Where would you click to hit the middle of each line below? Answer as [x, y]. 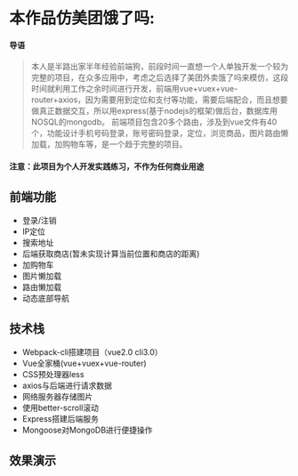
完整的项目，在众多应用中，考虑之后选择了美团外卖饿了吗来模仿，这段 [160, 77]
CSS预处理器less [53, 374]
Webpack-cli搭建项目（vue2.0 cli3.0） [92, 351]
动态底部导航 [45, 298]
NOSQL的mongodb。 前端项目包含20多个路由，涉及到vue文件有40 [154, 122]
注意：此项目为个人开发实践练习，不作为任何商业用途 [107, 166]
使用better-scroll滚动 [60, 407]
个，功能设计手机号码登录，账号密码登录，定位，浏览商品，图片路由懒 [160, 133]
